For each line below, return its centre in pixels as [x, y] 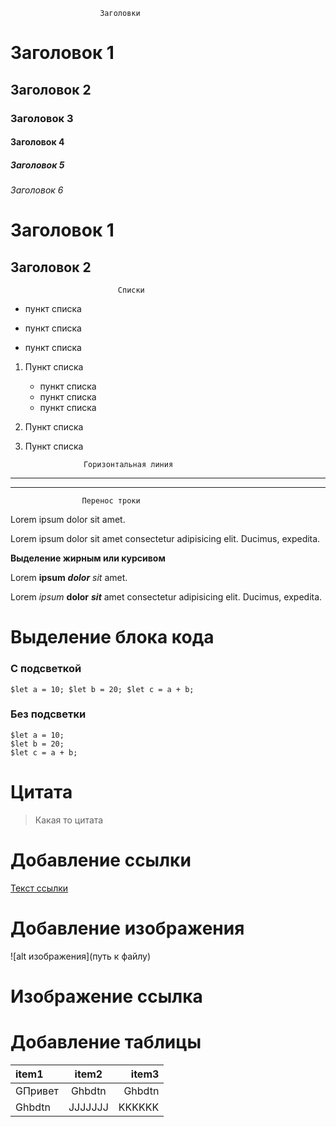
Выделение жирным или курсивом [88, 558]
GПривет [37, 1091]
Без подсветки [48, 714]
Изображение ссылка [106, 996]
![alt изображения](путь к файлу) [81, 956]
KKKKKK [139, 1107]
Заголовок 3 [42, 118]
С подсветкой [46, 669]
